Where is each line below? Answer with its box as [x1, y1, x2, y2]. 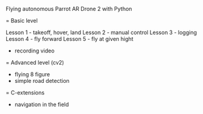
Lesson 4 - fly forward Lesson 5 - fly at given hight [5, 35, 134, 42]
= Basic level [5, 17, 38, 24]
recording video [14, 47, 55, 54]
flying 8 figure [14, 71, 50, 78]
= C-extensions [5, 89, 45, 96]
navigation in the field [14, 101, 69, 108]
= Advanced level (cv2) [5, 59, 65, 66]
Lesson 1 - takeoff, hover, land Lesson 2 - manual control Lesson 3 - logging [5, 29, 198, 36]
